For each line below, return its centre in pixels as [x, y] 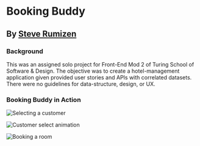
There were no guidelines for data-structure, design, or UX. [81, 84]
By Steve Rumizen [41, 34]
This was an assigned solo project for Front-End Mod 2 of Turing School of [100, 64]
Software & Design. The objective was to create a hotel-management [93, 71]
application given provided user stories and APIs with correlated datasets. [99, 77]
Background [25, 51]
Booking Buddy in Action [44, 100]
